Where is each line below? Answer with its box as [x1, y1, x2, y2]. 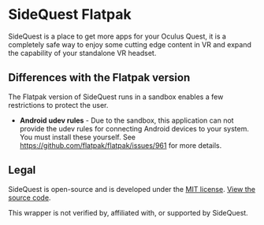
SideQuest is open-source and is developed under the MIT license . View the [8, 184, 256, 194]
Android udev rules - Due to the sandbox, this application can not [19, 116, 234, 125]
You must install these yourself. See [19, 132, 136, 142]
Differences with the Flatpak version [8, 71, 191, 84]
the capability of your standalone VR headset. [8, 48, 157, 57]
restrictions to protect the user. [8, 100, 109, 109]
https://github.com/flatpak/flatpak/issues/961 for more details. [19, 140, 222, 150]
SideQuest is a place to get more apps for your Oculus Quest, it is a [8, 31, 227, 41]
